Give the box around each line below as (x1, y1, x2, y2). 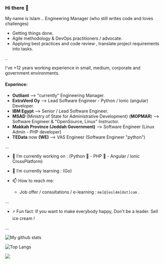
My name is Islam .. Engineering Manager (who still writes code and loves (5, 16, 153, 22)
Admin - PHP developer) (12, 129, 62, 134)
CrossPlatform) (12, 158, 43, 164)
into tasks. (12, 46, 33, 52)
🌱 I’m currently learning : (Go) (12, 168, 72, 174)
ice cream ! (12, 215, 35, 221)
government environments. (5, 70, 60, 76)
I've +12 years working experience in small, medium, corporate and (5, 65, 141, 71)
